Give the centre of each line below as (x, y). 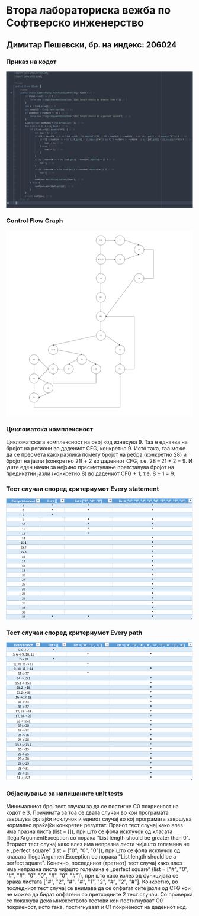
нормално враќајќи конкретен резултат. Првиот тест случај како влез (95, 825)
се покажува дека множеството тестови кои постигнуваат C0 (85, 901)
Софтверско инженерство (75, 23)
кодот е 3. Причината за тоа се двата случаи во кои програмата (87, 813)
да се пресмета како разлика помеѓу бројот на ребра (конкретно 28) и (96, 455)
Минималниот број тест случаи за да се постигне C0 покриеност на (92, 807)
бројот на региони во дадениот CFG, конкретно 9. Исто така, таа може (96, 449)
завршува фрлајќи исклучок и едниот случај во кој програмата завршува (99, 819)
